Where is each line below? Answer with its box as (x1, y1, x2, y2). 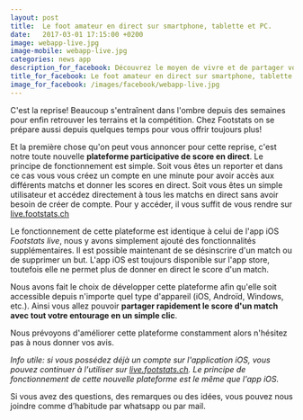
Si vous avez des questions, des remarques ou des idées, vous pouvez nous (10, 390, 293, 401)
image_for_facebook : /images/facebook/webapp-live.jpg (10, 80, 220, 89)
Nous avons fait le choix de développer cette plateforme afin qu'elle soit (10, 281, 277, 292)
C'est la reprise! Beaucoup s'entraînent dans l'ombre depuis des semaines (10, 104, 286, 115)
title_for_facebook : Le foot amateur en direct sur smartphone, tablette (10, 72, 293, 81)
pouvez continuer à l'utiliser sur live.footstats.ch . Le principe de (10, 363, 246, 374)
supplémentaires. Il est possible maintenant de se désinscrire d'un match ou (10, 245, 293, 255)
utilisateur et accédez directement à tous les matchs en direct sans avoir (10, 189, 279, 200)
